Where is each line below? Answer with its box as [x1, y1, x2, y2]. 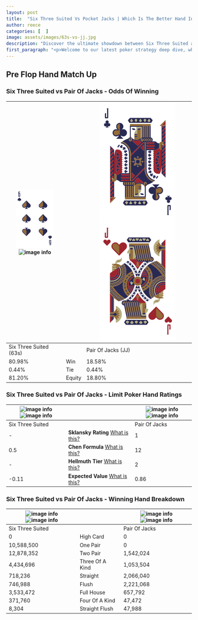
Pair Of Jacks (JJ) [86, 346, 131, 353]
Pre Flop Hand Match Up [6, 70, 97, 80]
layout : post [6, 9, 38, 15]
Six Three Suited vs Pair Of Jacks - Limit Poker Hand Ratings [6, 391, 182, 399]
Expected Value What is [68, 472, 128, 479]
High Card [79, 533, 104, 540]
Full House [79, 589, 105, 596]
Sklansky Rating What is [68, 429, 128, 436]
